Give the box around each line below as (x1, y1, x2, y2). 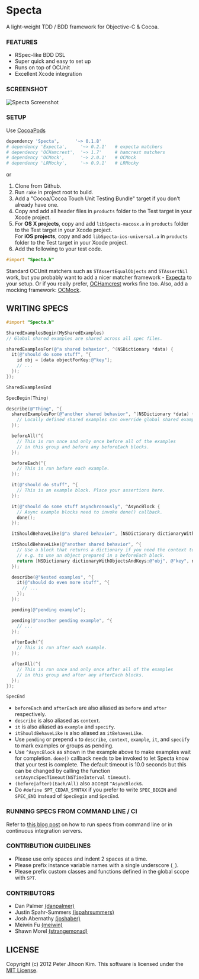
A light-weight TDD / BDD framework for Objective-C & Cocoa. (6, 23, 159, 30)
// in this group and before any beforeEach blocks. (17, 444, 150, 450)
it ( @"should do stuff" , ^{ (11, 482, 78, 488)
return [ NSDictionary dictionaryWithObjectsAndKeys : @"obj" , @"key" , (17, 558, 190, 564)
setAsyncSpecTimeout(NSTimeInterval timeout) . (14, 773, 131, 781)
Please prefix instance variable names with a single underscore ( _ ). (14, 861, 179, 868)
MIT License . (6, 967, 38, 974)
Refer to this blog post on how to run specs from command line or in (6, 821, 173, 828)
